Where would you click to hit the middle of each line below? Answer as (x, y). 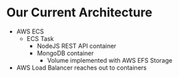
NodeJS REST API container (76, 46)
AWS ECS (30, 31)
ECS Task (40, 38)
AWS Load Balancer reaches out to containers (81, 67)
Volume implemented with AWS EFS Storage (110, 60)
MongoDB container (65, 53)
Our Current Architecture (79, 13)
